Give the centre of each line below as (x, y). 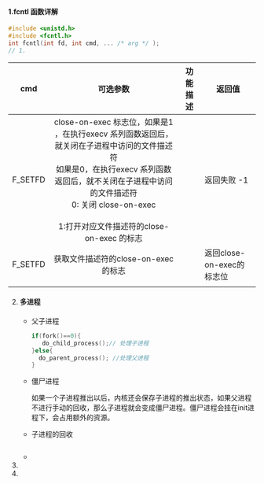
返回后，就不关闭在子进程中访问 (114, 181)
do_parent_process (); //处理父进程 (93, 358)
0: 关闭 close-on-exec (114, 205)
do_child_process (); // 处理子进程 (95, 343)
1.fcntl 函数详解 (33, 11)
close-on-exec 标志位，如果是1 (114, 122)
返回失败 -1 (226, 179)
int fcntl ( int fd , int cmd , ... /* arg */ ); (84, 43)
